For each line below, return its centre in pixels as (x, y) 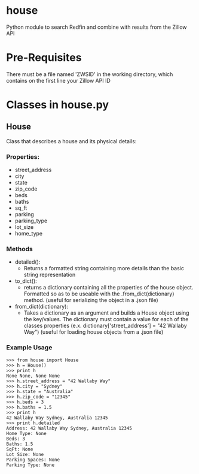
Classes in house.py (58, 105)
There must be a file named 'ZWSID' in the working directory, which (90, 74)
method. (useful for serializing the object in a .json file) (91, 300)
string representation (50, 275)
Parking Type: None (30, 465)
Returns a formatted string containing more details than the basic (104, 268)
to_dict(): (26, 281)
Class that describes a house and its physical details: (71, 141)
